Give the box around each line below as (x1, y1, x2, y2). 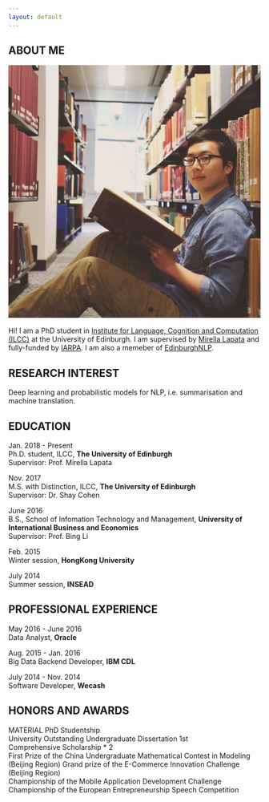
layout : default (8, 13, 62, 21)
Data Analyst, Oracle (8, 632, 78, 642)
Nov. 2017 (8, 473, 42, 483)
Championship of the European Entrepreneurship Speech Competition (8, 784, 239, 794)
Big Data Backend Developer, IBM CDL (8, 656, 136, 666)
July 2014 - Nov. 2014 (8, 672, 81, 682)
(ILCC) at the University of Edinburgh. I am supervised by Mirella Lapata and (8, 334, 260, 344)
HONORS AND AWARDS (8, 704, 130, 718)
